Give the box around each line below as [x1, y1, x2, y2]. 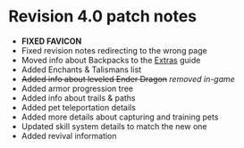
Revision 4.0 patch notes [8, 6, 198, 27]
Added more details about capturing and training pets [21, 111, 219, 122]
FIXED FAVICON [21, 36, 82, 46]
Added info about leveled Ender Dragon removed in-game [21, 73, 236, 84]
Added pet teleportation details [21, 102, 136, 112]
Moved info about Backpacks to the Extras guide [21, 54, 201, 65]
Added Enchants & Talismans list [21, 64, 142, 75]
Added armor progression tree [21, 83, 133, 94]
